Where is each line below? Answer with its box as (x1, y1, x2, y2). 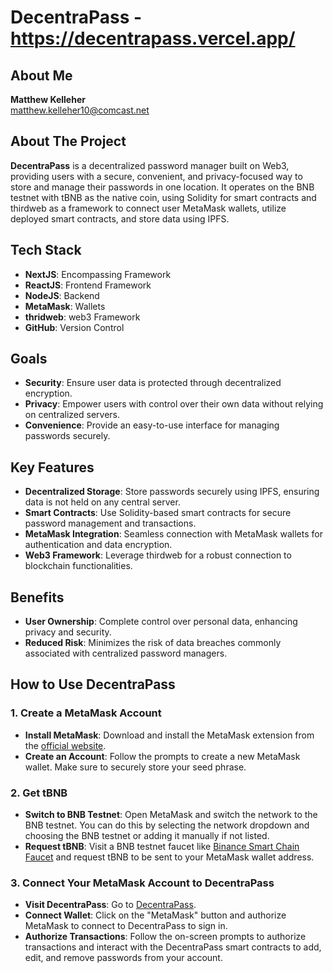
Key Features (10, 459, 95, 476)
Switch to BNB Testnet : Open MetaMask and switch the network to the (24, 809, 318, 821)
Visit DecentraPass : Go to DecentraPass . (24, 899, 197, 911)
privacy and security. (24, 626, 112, 638)
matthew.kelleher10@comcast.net (10, 104, 150, 116)
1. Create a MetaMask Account (10, 706, 162, 720)
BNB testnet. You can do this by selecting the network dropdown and (24, 819, 310, 831)
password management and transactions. (24, 517, 197, 530)
